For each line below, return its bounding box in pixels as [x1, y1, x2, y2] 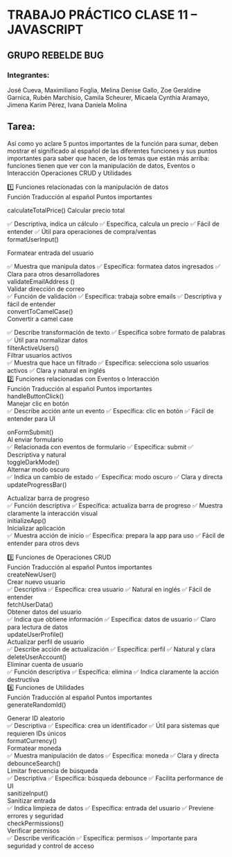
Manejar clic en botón [7, 399, 69, 408]
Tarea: [7, 121, 36, 133]
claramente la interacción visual [7, 509, 98, 517]
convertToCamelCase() [7, 307, 73, 315]
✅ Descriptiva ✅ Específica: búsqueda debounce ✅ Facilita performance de [7, 774, 224, 782]
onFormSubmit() [7, 428, 54, 436]
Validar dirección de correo [7, 285, 85, 293]
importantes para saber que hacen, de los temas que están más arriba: [7, 153, 210, 163]
